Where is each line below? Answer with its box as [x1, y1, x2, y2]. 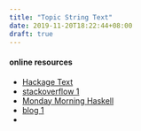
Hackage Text [21, 76, 74, 87]
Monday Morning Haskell [21, 95, 114, 106]
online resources [9, 57, 73, 67]
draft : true [9, 29, 53, 38]
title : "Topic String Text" [9, 12, 114, 22]
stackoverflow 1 [21, 86, 80, 96]
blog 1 [21, 104, 44, 115]
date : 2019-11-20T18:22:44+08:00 [9, 21, 133, 30]
